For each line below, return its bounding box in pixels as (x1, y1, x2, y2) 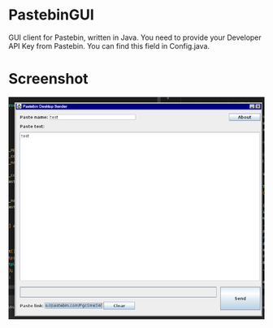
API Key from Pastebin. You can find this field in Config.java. (8, 41, 210, 50)
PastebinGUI (8, 6, 95, 24)
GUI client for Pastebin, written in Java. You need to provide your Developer (8, 32, 262, 42)
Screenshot (8, 70, 89, 88)
